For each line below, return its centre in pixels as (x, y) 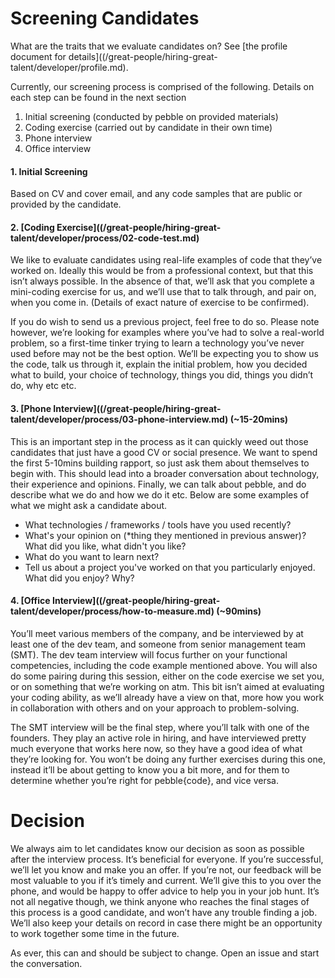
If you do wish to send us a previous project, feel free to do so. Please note (165, 322)
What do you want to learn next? (92, 556)
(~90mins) (239, 611)
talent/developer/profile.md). (69, 67)
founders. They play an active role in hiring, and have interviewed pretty (158, 738)
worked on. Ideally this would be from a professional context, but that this (162, 271)
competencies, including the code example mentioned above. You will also (164, 665)
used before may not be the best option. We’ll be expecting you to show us (164, 354)
